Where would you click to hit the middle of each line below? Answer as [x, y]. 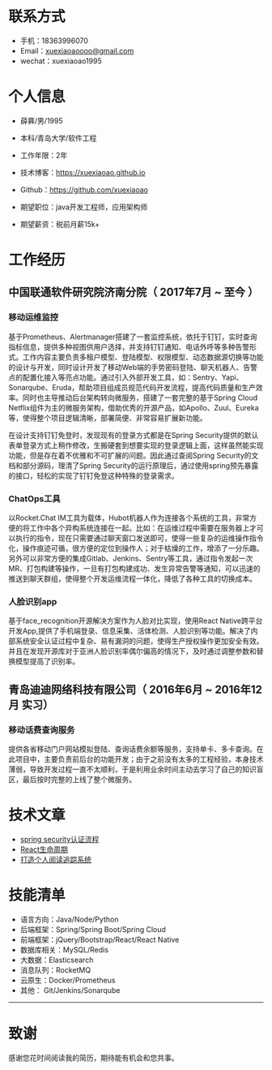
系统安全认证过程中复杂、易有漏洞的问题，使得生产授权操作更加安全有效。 [139, 641]
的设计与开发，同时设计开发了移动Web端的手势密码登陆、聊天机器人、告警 [133, 367]
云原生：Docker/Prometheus [68, 980]
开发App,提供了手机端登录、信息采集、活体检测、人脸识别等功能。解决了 [130, 631]
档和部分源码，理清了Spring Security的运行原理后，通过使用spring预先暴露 [134, 465]
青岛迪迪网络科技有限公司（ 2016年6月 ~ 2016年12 [136, 689]
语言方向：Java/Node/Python [69, 919]
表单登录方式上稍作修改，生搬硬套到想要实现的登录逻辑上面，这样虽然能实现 [136, 445]
